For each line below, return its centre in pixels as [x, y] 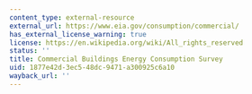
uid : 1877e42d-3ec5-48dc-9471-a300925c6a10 [92, 68]
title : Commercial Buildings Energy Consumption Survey [116, 59]
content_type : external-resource [72, 17]
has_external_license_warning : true [78, 34]
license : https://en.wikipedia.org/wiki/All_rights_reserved [126, 43]
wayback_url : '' [40, 76]
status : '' [30, 51]
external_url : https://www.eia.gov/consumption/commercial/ [125, 26]
